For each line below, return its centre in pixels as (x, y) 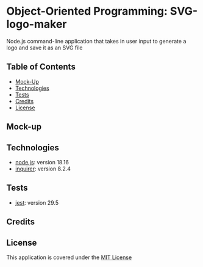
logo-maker (37, 24)
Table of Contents (41, 67)
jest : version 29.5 (37, 202)
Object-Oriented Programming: (87, 11)
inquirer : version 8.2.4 (43, 169)
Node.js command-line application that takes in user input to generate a (96, 41)
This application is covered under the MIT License (69, 257)
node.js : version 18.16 (42, 162)
